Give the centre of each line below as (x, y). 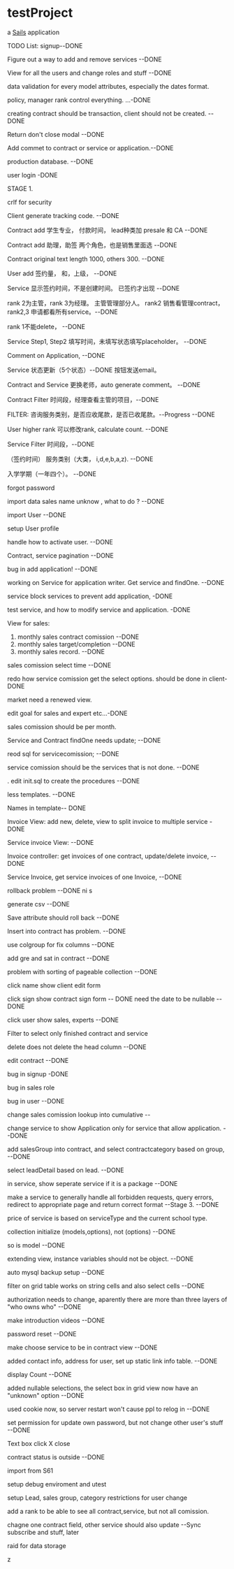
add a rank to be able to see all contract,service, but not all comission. (108, 1511)
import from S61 (30, 1470)
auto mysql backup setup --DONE (56, 1272)
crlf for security (30, 202)
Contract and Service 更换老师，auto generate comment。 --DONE (104, 384)
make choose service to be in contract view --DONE (82, 1347)
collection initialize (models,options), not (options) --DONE (92, 1231)
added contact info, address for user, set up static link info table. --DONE (112, 1361)
